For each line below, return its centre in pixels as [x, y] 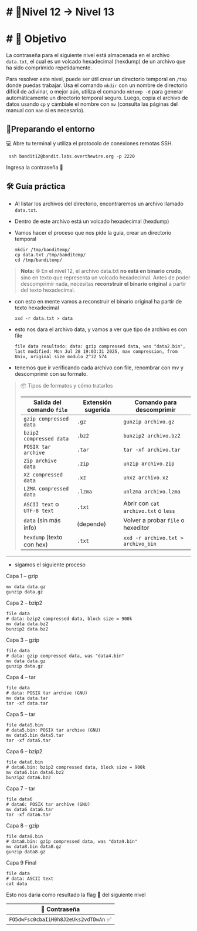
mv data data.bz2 [27, 624]
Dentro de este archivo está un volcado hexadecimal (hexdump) [92, 221]
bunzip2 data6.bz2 [28, 777]
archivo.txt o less [149, 510]
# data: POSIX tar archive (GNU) [47, 693]
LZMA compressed [46, 488]
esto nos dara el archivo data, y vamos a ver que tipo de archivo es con [101, 329]
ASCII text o [41, 504]
